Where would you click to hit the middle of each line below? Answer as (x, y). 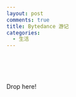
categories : (23, 33)
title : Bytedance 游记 (38, 26)
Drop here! (22, 87)
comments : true (28, 20)
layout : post (25, 13)
